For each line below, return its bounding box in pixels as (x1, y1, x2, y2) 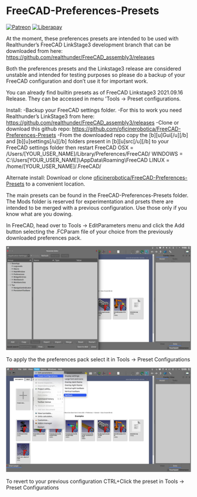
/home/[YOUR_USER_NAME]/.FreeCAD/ (6, 163, 101, 170)
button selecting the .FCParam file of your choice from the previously (6, 228, 174, 235)
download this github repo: (6, 125, 72, 132)
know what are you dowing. (6, 210, 73, 217)
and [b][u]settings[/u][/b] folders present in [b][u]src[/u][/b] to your (6, 137, 169, 145)
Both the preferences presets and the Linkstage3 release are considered (6, 65, 182, 72)
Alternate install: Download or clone (6, 174, 93, 181)
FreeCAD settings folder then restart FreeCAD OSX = (6, 144, 134, 151)
